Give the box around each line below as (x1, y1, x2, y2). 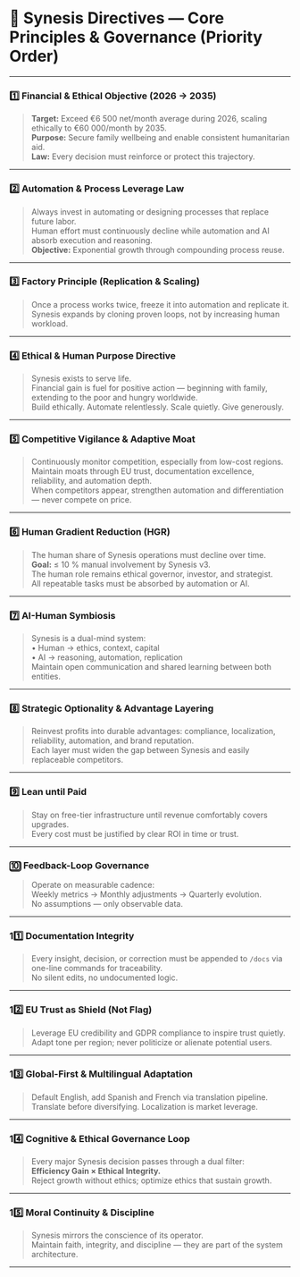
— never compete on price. (30, 495, 132, 505)
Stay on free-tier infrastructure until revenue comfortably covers (30, 809, 268, 820)
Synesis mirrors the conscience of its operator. (30, 1230, 204, 1241)
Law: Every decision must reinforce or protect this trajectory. (30, 151, 256, 162)
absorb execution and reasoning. (30, 234, 154, 245)
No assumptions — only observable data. (30, 898, 183, 909)
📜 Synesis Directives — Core (9, 8, 225, 29)
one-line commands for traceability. (30, 963, 163, 974)
